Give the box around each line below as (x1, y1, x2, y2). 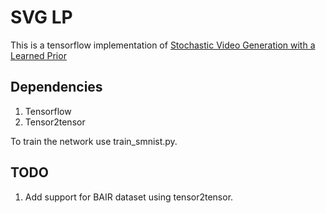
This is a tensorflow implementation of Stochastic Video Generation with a (10, 39, 316, 51)
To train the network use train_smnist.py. (10, 135, 178, 147)
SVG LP (10, 6, 73, 29)
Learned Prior (10, 49, 67, 61)
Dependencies (10, 79, 103, 96)
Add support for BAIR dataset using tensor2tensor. (24, 191, 234, 203)
